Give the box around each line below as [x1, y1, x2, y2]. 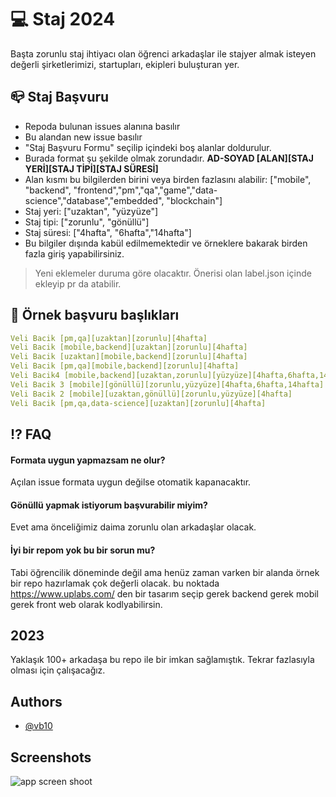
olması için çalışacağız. [10, 664, 106, 676]
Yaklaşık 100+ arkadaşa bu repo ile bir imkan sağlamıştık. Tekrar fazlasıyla [10, 654, 315, 666]
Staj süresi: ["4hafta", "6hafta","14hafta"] [24, 226, 192, 238]
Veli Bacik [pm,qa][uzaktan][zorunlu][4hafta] [10, 333, 208, 343]
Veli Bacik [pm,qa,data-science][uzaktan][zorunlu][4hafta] [10, 398, 267, 408]
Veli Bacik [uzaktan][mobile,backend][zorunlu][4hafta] [10, 352, 248, 362]
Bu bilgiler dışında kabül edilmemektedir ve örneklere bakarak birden [24, 237, 308, 249]
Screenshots [10, 749, 92, 766]
